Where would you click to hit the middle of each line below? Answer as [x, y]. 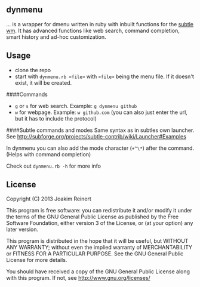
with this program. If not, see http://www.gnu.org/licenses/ [78, 278]
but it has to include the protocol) [56, 118]
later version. [22, 230]
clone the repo [33, 70]
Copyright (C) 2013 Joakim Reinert [49, 199]
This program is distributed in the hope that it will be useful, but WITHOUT [97, 241]
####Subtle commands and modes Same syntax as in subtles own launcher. [100, 130]
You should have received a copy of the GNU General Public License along [98, 271]
